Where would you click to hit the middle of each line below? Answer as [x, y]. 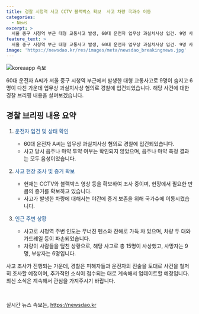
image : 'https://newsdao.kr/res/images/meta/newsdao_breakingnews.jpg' [96, 50]
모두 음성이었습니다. [53, 158]
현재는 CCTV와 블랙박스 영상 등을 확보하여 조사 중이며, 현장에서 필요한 [105, 184]
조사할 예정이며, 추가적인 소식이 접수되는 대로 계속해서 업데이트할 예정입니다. [101, 273]
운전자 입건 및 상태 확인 [42, 131]
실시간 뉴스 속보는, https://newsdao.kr [51, 305]
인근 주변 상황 [31, 218]
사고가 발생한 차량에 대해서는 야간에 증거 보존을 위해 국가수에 [94, 198]
